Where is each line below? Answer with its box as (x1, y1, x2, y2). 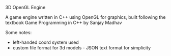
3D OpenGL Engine (5, 5, 46, 10)
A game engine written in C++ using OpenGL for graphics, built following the (5, 14, 166, 20)
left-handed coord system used (12, 39, 79, 45)
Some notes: (5, 30, 32, 35)
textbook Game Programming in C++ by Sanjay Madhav (5, 20, 122, 25)
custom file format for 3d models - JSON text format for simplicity (12, 45, 151, 50)
